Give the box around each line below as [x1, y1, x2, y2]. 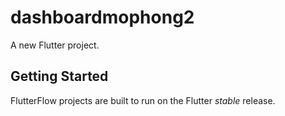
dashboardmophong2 [10, 6, 195, 29]
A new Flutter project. [10, 39, 100, 51]
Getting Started [10, 68, 109, 85]
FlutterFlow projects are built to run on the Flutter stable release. [10, 94, 276, 106]
